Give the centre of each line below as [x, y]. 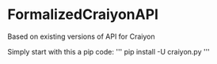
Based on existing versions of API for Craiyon [81, 36]
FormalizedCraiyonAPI [83, 15]
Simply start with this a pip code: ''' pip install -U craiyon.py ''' [109, 51]
